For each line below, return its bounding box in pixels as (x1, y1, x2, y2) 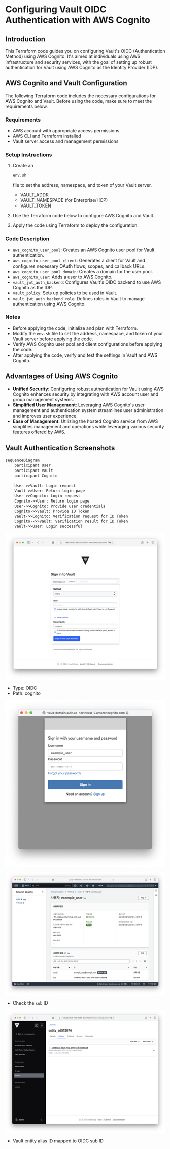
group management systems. (12, 396, 74, 402)
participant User (14, 463, 51, 468)
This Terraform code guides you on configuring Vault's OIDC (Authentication (5, 48, 165, 54)
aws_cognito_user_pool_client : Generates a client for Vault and (12, 257, 146, 263)
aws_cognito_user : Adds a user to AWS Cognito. (12, 274, 113, 280)
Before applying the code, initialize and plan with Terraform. (12, 325, 138, 331)
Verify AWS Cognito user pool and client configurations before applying (12, 341, 162, 347)
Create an (12, 163, 33, 169)
